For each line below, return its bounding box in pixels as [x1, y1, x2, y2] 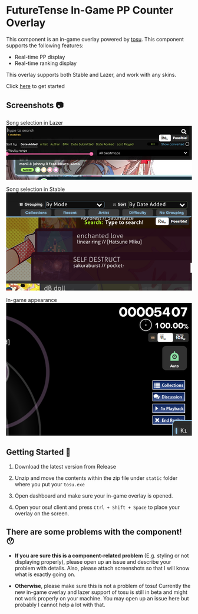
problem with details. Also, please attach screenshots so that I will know [14, 564, 190, 571]
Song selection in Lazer [6, 119, 64, 126]
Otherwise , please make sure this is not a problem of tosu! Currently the [14, 582, 191, 589]
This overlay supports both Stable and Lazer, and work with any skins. [6, 71, 177, 78]
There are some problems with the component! [6, 527, 183, 537]
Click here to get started [6, 82, 65, 89]
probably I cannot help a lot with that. [14, 601, 105, 608]
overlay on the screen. [14, 509, 70, 517]
